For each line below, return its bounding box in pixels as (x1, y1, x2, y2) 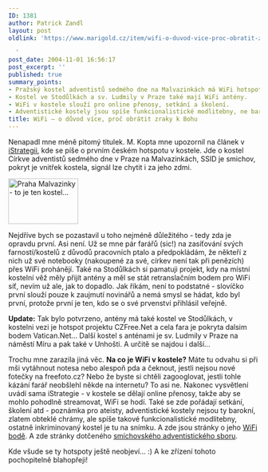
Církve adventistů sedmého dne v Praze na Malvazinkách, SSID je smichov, (8, 154, 256, 164)
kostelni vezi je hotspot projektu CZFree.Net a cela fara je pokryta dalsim (8, 323, 247, 331)
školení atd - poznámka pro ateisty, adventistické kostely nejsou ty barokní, (8, 406, 256, 415)
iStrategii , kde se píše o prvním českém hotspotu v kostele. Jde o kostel (8, 145, 244, 155)
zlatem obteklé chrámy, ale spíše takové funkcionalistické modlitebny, (8, 414, 238, 423)
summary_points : (8, 77, 62, 86)
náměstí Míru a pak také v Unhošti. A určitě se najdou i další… (8, 339, 211, 348)
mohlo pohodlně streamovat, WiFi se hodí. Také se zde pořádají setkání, (8, 397, 245, 407)
